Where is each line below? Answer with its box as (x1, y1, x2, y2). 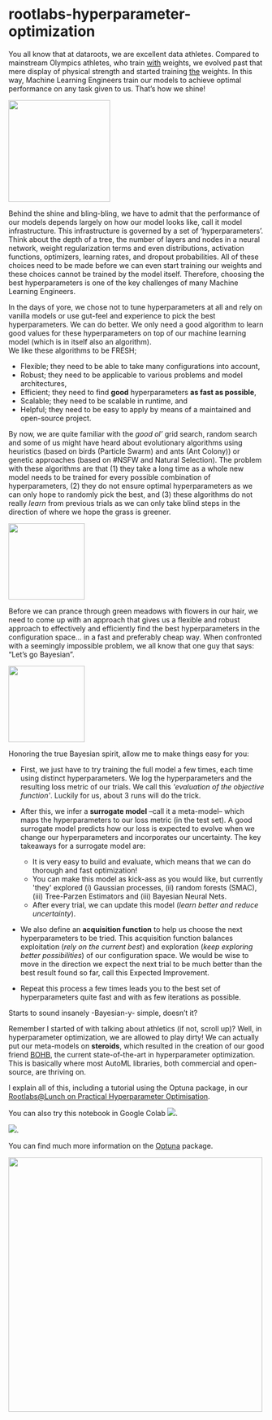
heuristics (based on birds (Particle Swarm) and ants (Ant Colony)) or (8, 446, 240, 456)
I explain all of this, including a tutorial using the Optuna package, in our (8, 1083, 248, 1092)
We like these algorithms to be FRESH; (8, 345, 137, 355)
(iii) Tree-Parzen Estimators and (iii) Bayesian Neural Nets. (32, 891, 227, 901)
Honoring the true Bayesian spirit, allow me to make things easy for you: (8, 749, 249, 758)
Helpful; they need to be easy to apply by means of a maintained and (19, 404, 252, 414)
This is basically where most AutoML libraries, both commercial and (8, 1058, 235, 1068)
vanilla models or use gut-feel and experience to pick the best (8, 310, 216, 320)
